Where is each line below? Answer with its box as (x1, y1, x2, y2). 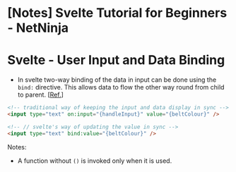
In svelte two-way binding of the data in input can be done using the (17, 75, 217, 84)
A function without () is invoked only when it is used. (17, 156, 172, 165)
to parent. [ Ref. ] (17, 90, 64, 99)
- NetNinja (7, 20, 69, 36)
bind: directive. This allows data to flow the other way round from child (17, 83, 225, 92)
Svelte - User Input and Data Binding (7, 52, 225, 68)
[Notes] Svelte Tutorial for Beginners (7, 5, 228, 21)
